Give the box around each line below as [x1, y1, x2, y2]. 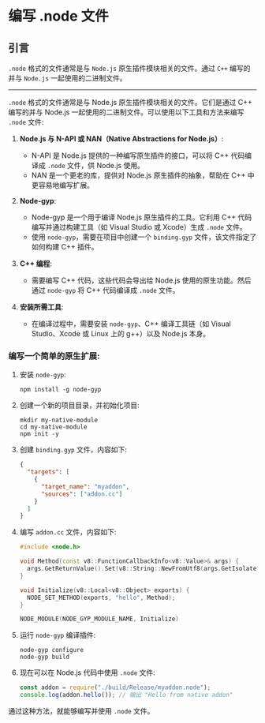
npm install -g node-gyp [19, 386, 102, 394]
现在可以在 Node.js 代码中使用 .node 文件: [19, 668, 155, 677]
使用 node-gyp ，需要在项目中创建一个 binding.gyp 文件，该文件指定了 [31, 232, 257, 242]
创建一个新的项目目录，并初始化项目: [19, 400, 140, 410]
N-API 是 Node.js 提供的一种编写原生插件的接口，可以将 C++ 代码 [31, 151, 245, 160]
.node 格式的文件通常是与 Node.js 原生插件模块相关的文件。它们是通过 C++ [8, 98, 252, 107]
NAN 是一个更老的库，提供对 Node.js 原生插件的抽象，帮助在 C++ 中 [31, 170, 255, 180]
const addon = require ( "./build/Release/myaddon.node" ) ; [19, 684, 211, 691]
